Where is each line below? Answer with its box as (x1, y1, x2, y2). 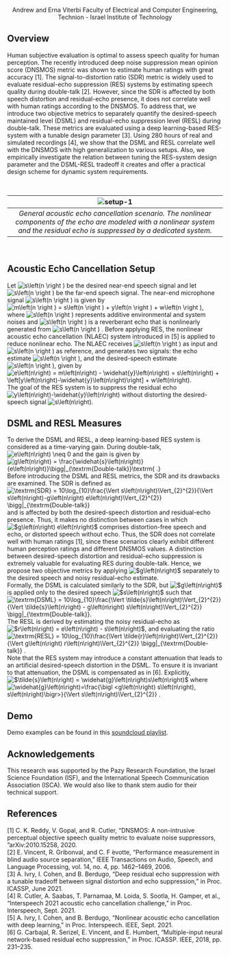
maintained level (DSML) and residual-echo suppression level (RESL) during (7, 116, 221, 125)
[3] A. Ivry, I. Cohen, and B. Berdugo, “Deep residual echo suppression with (7, 870, 220, 878)
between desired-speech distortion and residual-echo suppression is (7, 552, 203, 560)
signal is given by (7, 296, 105, 304)
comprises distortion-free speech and (99, 523, 207, 531)
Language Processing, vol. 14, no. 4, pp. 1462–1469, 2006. (7, 862, 172, 870)
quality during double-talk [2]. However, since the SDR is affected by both (7, 87, 216, 95)
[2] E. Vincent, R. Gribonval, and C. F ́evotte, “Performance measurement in (7, 848, 220, 856)
